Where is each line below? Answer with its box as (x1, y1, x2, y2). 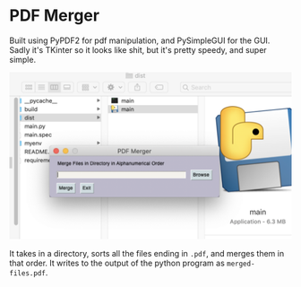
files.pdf (9, 269, 47, 278)
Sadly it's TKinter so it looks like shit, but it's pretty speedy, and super (9, 44, 267, 55)
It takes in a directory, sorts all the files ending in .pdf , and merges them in (9, 248, 285, 259)
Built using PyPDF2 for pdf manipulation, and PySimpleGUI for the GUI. (9, 35, 271, 46)
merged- (227, 259, 255, 269)
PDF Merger (9, 5, 100, 26)
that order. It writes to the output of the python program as (9, 257, 226, 269)
